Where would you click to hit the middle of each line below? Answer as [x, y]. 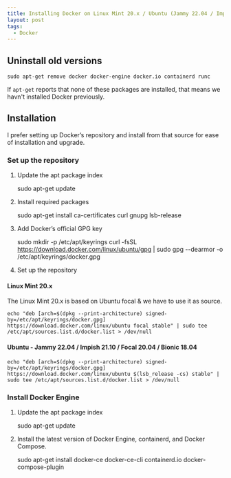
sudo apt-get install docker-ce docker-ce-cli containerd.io [99, 459]
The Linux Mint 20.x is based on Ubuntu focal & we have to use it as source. [114, 301]
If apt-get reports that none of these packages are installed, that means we [114, 90]
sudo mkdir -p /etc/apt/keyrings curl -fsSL [77, 242]
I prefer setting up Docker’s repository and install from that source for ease [113, 135]
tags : [15, 26]
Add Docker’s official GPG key [60, 229]
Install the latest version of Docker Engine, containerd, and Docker [111, 439]
